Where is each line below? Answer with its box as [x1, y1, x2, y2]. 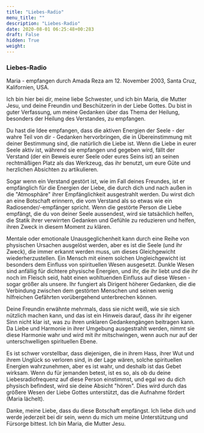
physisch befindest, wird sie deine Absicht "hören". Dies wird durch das [6, 382, 188, 390]
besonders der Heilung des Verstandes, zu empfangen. [6, 115, 146, 122]
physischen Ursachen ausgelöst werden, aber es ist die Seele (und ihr [6, 242, 183, 249]
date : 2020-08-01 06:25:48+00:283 [6, 26, 95, 32]
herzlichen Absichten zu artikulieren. [6, 166, 99, 173]
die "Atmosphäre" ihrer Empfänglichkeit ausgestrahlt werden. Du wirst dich [6, 191, 195, 198]
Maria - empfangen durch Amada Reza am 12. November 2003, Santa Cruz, [6, 77, 197, 84]
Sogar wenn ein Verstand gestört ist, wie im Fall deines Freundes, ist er [6, 178, 185, 185]
